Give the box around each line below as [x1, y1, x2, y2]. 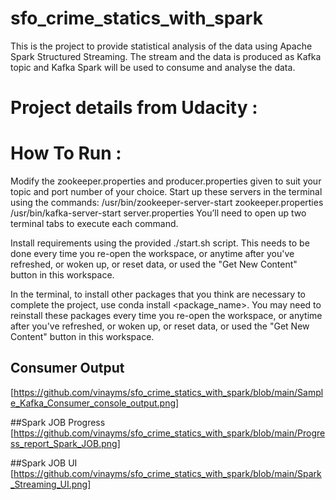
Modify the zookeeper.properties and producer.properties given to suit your [10, 175, 322, 187]
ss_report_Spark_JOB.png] [10, 437, 121, 449]
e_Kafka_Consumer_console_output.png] [10, 397, 180, 409]
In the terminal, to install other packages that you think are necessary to [10, 288, 306, 301]
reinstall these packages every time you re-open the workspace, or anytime [10, 310, 323, 322]
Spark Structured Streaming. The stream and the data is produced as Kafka [10, 50, 322, 62]
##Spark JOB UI [10, 457, 78, 469]
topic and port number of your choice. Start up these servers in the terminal [10, 186, 323, 198]
